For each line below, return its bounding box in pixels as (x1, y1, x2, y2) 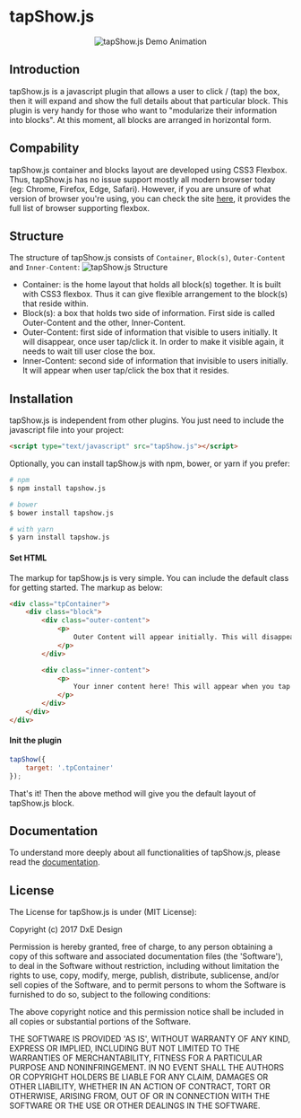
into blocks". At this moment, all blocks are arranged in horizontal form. (9, 114, 271, 125)
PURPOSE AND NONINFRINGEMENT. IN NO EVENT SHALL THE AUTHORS (9, 1062, 285, 1073)
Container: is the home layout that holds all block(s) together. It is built (21, 279, 281, 290)
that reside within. (21, 298, 90, 309)
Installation (9, 391, 73, 406)
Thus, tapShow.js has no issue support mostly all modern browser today (9, 173, 276, 185)
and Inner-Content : (9, 262, 81, 273)
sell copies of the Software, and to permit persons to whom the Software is (9, 980, 287, 990)
